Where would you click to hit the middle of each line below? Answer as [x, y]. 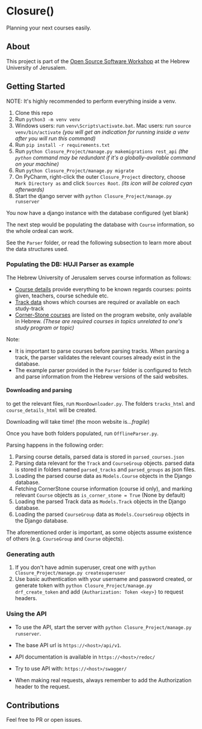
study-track [29, 308]
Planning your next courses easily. [49, 28]
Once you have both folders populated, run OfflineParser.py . [83, 433]
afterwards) [29, 189]
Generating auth [31, 554]
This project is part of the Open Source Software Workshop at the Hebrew [98, 61]
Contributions [33, 706]
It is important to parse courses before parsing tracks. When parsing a [102, 351]
